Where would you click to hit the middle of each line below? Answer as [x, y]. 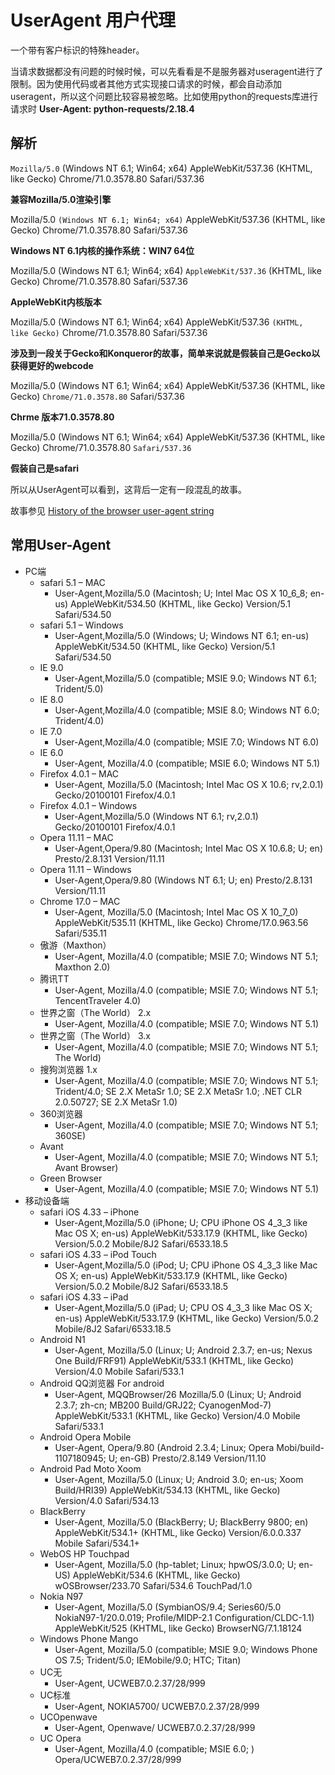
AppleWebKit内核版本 [56, 302]
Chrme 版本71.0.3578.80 [62, 417]
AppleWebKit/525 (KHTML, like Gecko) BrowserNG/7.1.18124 [178, 1628]
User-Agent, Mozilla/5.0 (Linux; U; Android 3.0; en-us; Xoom [179, 1479]
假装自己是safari [44, 468]
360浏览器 [61, 1113]
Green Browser [71, 1178]
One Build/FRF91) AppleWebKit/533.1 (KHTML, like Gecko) [174, 1360]
